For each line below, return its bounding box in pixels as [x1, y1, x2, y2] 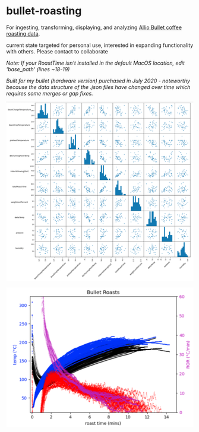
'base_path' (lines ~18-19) [6, 65, 70, 72]
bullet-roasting [6, 4, 82, 18]
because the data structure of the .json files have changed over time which [6, 83, 191, 90]
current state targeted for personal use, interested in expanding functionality [6, 42, 194, 49]
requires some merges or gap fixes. [6, 90, 93, 97]
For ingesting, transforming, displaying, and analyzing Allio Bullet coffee [6, 24, 182, 31]
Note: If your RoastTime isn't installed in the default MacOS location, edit [6, 59, 185, 66]
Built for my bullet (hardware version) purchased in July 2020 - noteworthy [6, 77, 190, 84]
